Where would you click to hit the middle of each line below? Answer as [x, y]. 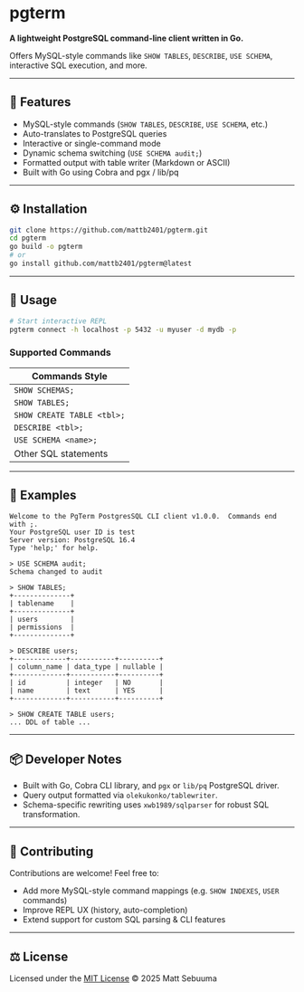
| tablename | [42, 603]
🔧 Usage [33, 300]
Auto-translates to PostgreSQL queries [95, 133]
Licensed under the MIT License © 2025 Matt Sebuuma [113, 978]
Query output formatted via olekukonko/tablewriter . [120, 796]
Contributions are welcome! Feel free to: [85, 873]
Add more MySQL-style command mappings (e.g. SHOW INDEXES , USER [151, 891]
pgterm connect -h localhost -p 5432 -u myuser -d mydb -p [123, 329]
